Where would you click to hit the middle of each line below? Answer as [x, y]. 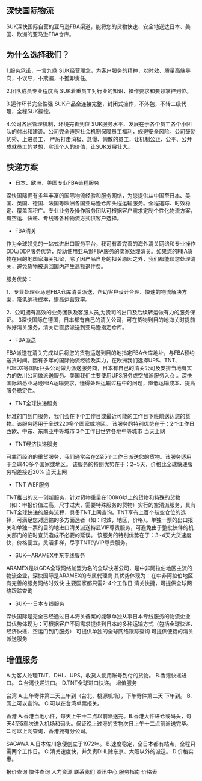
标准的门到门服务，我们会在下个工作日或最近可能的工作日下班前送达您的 [96, 416]
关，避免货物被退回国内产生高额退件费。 [56, 266]
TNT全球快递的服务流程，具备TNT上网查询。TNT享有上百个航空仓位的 [93, 512]
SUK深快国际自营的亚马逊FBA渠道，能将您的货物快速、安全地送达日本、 [96, 26]
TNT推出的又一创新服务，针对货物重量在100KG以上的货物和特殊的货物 [93, 497]
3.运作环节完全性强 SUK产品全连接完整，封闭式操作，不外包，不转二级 [94, 104]
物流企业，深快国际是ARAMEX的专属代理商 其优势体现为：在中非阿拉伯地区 [100, 576]
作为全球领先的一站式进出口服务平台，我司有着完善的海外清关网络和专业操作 [101, 244]
